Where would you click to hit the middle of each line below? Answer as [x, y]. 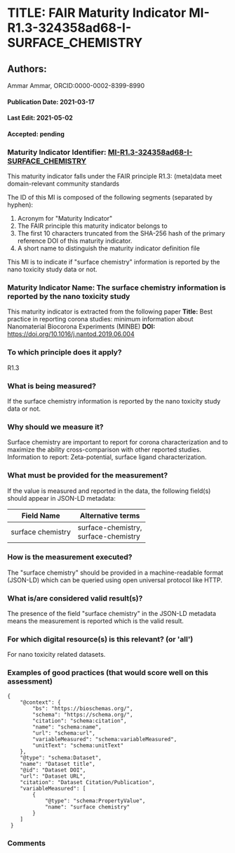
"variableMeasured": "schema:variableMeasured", [105, 739]
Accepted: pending [36, 134]
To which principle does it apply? [65, 352]
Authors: [27, 69]
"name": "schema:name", [67, 727]
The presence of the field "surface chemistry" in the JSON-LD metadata [112, 614]
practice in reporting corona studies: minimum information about [101, 319]
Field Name [41, 515]
